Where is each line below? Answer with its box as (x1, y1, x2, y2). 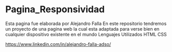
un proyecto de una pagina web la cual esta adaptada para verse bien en (5, 25, 160, 32)
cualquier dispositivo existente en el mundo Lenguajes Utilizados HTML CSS (5, 31, 167, 37)
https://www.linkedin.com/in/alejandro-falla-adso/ (5, 41, 111, 47)
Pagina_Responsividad (5, 4, 105, 15)
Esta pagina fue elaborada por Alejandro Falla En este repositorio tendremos (5, 20, 167, 27)
